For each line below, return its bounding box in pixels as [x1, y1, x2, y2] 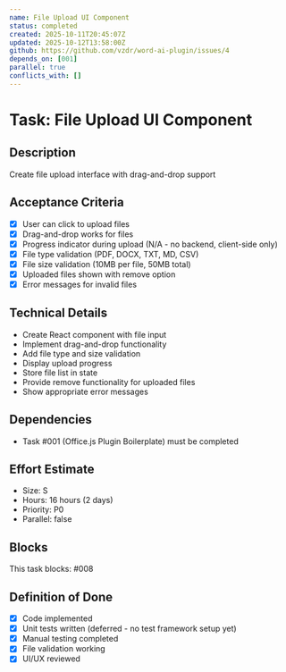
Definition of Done [9, 589, 114, 604]
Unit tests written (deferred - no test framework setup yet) [21, 623, 237, 634]
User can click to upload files [21, 218, 130, 229]
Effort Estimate [9, 462, 95, 477]
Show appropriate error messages [21, 386, 149, 397]
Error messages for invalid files [21, 279, 137, 290]
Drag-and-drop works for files [21, 229, 134, 239]
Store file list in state [21, 367, 98, 378]
